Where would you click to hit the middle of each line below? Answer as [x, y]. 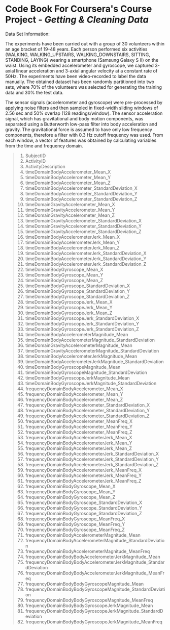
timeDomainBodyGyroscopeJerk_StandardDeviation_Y [82, 323]
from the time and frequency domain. [44, 145]
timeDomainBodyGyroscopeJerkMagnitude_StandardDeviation [91, 383]
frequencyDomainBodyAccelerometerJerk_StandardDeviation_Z [92, 464]
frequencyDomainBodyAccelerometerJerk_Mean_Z [79, 448]
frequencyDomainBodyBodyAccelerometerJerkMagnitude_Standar [95, 562]
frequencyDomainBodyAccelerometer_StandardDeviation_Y [88, 410]
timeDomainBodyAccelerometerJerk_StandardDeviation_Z [86, 264]
